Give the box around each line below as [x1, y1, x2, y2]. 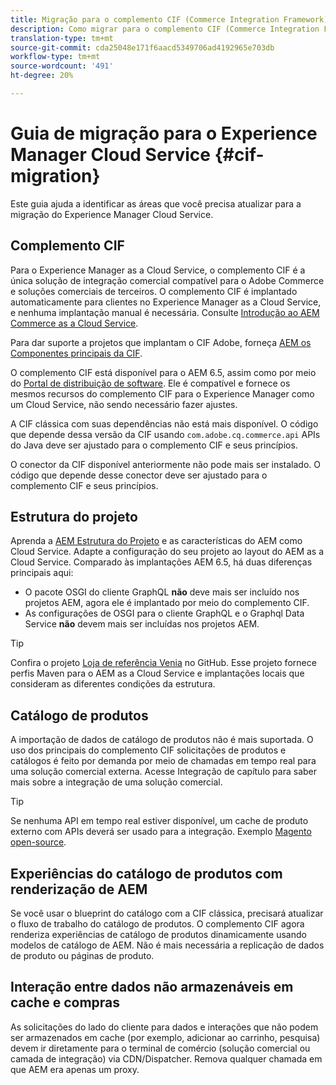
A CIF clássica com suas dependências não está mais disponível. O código [10, 417, 319, 430]
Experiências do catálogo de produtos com [10, 865, 283, 882]
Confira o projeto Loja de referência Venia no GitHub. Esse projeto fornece [10, 657, 317, 669]
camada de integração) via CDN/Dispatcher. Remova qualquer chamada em [10, 1052, 323, 1065]
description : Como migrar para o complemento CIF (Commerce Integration [10, 24, 320, 34]
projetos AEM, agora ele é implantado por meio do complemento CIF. [24, 597, 310, 609]
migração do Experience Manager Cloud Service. [10, 208, 214, 220]
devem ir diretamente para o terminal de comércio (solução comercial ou [10, 1042, 311, 1054]
